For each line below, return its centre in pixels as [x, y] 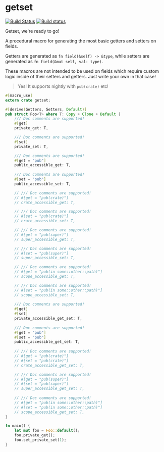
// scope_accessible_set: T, [45, 295]
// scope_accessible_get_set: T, [49, 412]
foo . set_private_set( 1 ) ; [40, 440]
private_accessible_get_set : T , [48, 319]
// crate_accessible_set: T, [45, 221]
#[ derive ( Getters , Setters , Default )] [46, 109]
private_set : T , [32, 146]
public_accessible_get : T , [43, 165]
